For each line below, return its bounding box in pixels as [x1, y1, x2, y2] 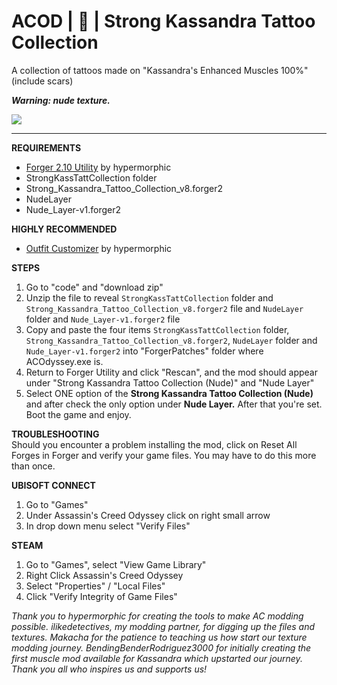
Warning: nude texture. [11, 94, 111, 106]
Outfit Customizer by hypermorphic [25, 242, 173, 254]
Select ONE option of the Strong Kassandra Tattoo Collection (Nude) [25, 387, 314, 399]
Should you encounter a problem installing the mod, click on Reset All [11, 438, 298, 450]
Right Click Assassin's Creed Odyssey [25, 569, 184, 581]
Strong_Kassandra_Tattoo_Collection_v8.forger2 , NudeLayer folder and [25, 334, 318, 346]
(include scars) [11, 75, 74, 87]
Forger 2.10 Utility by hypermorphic [25, 161, 172, 173]
